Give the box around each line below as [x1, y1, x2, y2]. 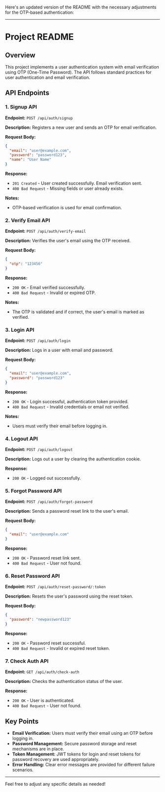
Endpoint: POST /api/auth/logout [5, 447, 73, 453]
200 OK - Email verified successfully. [12, 284, 85, 290]
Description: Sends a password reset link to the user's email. [5, 508, 129, 514]
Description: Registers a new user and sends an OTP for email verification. [5, 124, 157, 130]
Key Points [5, 717, 39, 725]
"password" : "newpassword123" [9, 617, 71, 622]
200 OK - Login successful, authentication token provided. [12, 398, 129, 404]
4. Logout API [5, 435, 38, 442]
